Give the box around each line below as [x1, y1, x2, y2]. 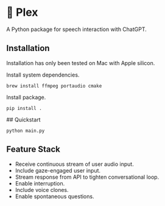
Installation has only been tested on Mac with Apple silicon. [6, 59, 155, 66]
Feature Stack [6, 144, 61, 154]
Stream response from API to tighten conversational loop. [15, 173, 160, 180]
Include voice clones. [15, 186, 69, 193]
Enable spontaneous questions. [15, 193, 94, 200]
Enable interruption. [15, 179, 65, 187]
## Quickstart [6, 115, 41, 123]
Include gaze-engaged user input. [15, 167, 101, 174]
